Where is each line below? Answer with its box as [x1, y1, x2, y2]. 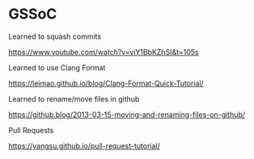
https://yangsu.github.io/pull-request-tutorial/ [8, 140, 160, 150]
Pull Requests [8, 125, 54, 135]
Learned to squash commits [8, 31, 102, 41]
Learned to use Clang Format [8, 62, 106, 73]
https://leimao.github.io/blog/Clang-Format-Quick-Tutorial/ [8, 78, 204, 88]
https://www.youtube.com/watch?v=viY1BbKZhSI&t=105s [8, 47, 200, 56]
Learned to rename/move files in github [8, 94, 140, 103]
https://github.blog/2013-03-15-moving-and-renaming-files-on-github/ [8, 110, 245, 119]
